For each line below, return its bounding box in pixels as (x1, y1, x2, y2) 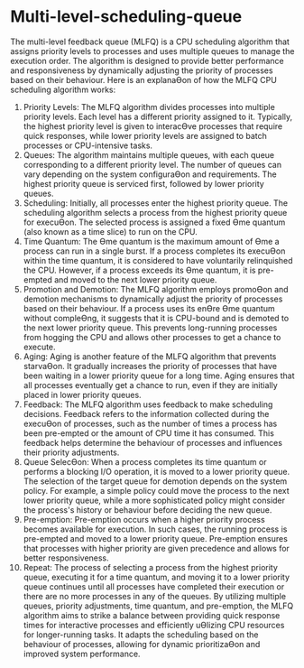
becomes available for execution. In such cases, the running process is (23, 524, 288, 534)
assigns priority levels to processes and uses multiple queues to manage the (10, 45, 295, 56)
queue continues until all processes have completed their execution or (23, 580, 285, 592)
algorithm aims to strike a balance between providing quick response (23, 609, 281, 620)
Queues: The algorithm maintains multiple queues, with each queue (23, 149, 274, 160)
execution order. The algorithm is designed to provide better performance (10, 55, 284, 66)
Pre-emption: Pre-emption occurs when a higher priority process (23, 514, 265, 524)
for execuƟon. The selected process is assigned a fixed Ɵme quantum (23, 217, 286, 227)
